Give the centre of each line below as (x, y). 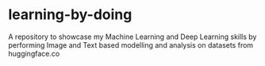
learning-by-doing (70, 15)
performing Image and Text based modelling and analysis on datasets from (131, 45)
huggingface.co (34, 53)
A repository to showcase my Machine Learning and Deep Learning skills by (132, 37)
